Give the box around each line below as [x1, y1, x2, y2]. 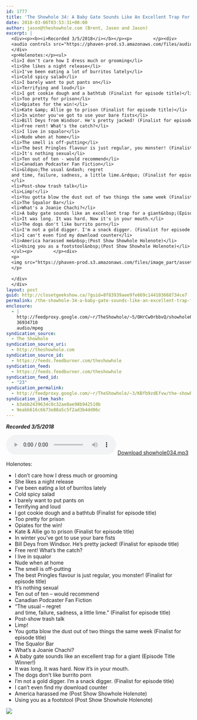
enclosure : [6, 303, 33, 309]
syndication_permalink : [6, 385, 64, 391]
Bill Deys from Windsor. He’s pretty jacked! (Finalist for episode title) [14, 540, 179, 547]
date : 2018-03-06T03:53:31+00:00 [6, 19, 88, 25]
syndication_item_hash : [6, 396, 64, 402]
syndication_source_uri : [6, 342, 67, 347]
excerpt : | [6, 31, 33, 36]
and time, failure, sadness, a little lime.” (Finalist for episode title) [14, 609, 171, 616]
